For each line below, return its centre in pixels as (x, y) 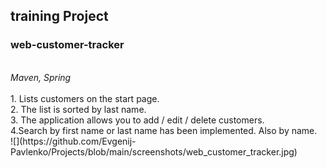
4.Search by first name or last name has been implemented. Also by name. (164, 130)
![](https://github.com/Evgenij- (73, 141)
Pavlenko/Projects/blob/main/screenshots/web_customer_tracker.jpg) (154, 151)
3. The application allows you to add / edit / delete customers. (137, 120)
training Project (59, 16)
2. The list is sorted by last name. (78, 109)
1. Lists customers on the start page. (85, 98)
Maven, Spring (41, 77)
